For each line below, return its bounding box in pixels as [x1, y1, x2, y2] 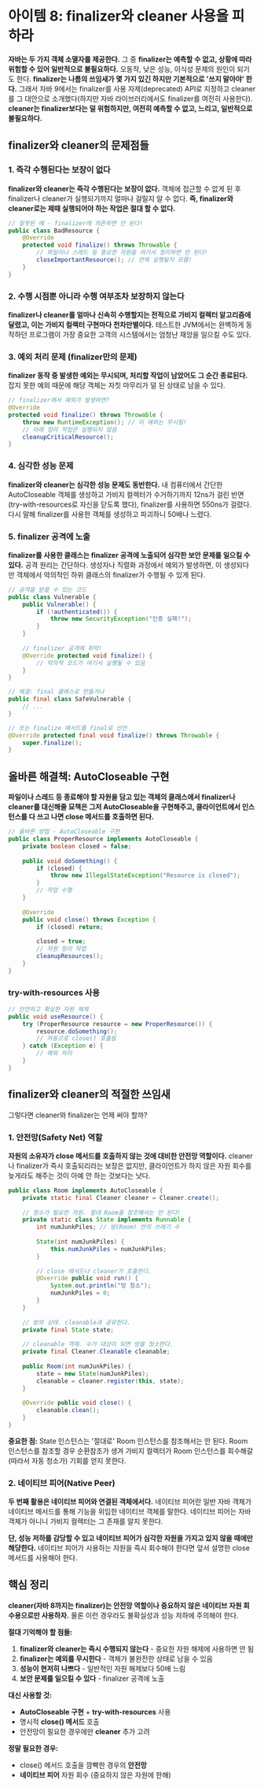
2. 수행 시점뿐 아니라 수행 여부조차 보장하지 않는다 [8, 291, 185, 302]
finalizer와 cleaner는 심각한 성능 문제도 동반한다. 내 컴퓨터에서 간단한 [8, 480, 223, 489]
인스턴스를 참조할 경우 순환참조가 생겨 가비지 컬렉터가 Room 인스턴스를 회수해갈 [8, 1446, 254, 1455]
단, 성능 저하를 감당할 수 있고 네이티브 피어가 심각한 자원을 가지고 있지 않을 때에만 [8, 1533, 254, 1543]
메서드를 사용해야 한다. [8, 1553, 78, 1562]
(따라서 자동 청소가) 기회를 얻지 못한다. [8, 1455, 127, 1466]
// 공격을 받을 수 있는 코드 [8, 585, 87, 593]
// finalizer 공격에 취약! [22, 644, 102, 652]
